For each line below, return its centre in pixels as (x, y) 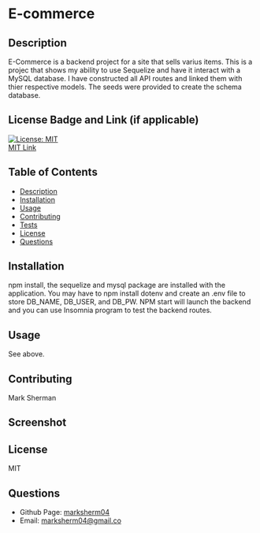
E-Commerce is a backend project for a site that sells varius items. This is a (130, 61)
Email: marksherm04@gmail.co (71, 520)
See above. (26, 354)
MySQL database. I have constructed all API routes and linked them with (125, 78)
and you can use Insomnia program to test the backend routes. (110, 310)
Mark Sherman (32, 398)
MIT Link (22, 147)
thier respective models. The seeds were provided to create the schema (125, 87)
